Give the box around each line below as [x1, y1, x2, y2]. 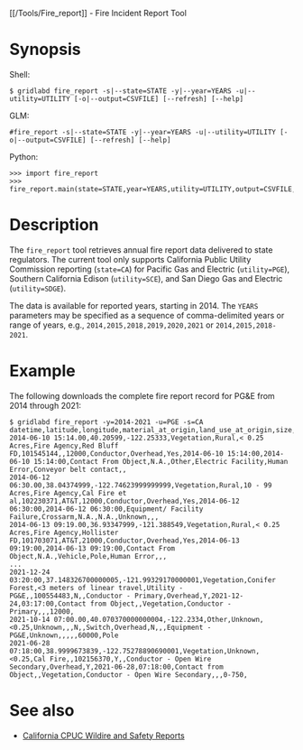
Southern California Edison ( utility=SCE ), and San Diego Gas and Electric [9, 273, 283, 283]
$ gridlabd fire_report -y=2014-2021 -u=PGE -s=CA [9, 417, 204, 427]
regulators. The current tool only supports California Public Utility [9, 254, 252, 264]
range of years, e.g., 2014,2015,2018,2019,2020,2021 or [9, 319, 214, 330]
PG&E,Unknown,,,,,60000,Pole [9, 631, 119, 640]
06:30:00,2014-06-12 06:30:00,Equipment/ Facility [9, 505, 204, 514]
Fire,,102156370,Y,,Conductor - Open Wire [49, 654, 212, 663]
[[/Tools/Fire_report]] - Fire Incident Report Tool [9, 8, 188, 18]
